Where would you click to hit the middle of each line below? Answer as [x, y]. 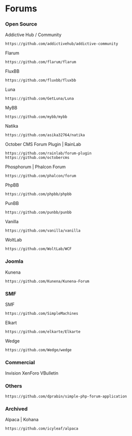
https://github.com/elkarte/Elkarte [43, 332]
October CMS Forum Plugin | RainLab [43, 145]
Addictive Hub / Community [33, 35]
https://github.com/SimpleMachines [42, 314]
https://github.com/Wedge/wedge [38, 350]
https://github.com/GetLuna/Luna [40, 99]
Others [14, 386]
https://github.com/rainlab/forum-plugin [48, 153]
